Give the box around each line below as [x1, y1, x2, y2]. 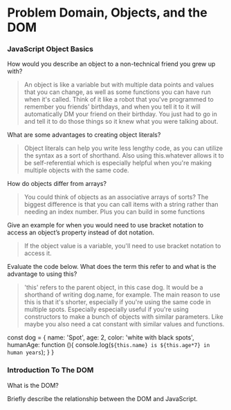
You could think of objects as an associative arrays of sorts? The [24, 193, 209, 201]
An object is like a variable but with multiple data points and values [24, 81, 214, 89]
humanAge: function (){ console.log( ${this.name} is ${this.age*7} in [7, 341, 210, 349]
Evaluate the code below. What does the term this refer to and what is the [7, 263, 216, 271]
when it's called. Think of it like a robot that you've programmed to [24, 95, 214, 104]
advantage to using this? [7, 270, 77, 278]
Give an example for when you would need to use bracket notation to [7, 221, 204, 230]
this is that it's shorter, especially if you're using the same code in [24, 298, 211, 306]
